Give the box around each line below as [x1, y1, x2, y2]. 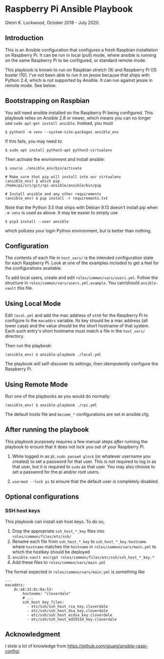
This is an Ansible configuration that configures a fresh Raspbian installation [5, 47, 158, 52]
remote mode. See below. [5, 82, 57, 88]
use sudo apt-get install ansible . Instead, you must [5, 120, 113, 126]
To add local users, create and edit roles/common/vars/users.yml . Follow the [5, 275, 158, 280]
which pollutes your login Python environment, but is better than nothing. [5, 228, 152, 233]
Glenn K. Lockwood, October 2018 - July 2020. [5, 20, 100, 25]
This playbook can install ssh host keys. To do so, [5, 518, 105, 524]
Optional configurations [5, 493, 80, 501]
